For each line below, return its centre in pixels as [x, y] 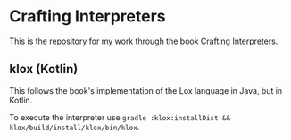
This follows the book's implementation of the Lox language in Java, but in [146, 90]
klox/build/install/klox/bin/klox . [75, 127]
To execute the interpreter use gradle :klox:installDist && [120, 117]
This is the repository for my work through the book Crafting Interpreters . [144, 41]
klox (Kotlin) [44, 69]
